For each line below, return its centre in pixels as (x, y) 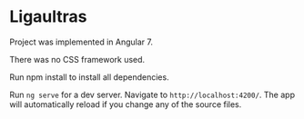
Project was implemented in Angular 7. (81, 42)
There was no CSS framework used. (77, 59)
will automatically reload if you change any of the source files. (126, 104)
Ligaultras (49, 17)
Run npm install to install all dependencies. (90, 77)
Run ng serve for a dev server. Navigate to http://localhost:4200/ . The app (152, 94)
